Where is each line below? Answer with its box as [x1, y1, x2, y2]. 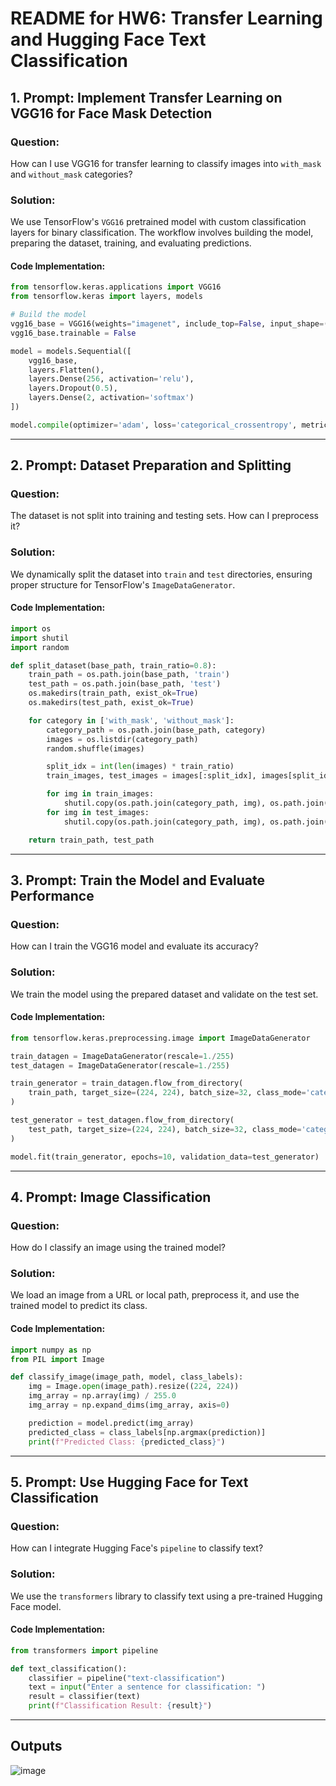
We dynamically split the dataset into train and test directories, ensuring [10, 568, 313, 580]
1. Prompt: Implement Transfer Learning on [10, 89, 283, 106]
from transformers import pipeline [10, 1645, 159, 1656]
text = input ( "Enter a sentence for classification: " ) [28, 1682, 267, 1692]
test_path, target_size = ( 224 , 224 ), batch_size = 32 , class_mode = [28, 1124, 302, 1134]
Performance [10, 887, 95, 904]
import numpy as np [10, 1345, 92, 1355]
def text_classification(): [10, 1663, 128, 1674]
